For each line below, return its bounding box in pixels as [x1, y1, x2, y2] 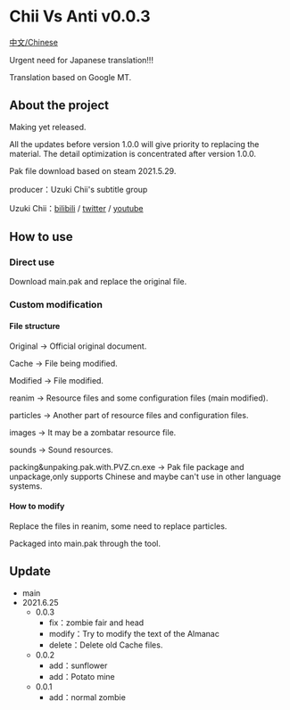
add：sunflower [48, 660, 108, 671]
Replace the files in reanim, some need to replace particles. [9, 520, 228, 532]
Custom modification [9, 299, 103, 311]
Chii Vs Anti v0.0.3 [9, 6, 151, 27]
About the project [9, 98, 110, 113]
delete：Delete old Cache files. [48, 640, 163, 650]
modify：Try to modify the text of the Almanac [48, 628, 220, 639]
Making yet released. [9, 121, 87, 132]
